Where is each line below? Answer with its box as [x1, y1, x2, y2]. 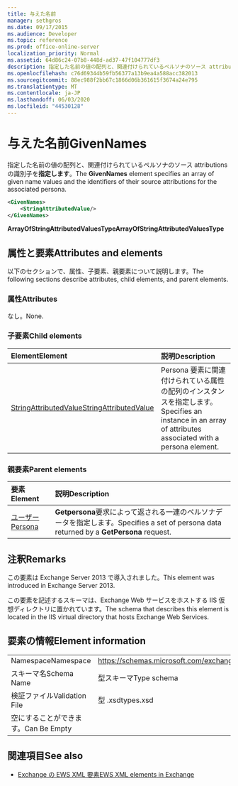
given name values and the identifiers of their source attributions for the [7, 177, 217, 185]
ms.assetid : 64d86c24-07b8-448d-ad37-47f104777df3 [7, 57, 160, 64]
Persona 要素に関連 [160, 365, 227, 375]
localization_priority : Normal [7, 50, 100, 58]
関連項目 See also [7, 750, 84, 762]
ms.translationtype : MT [7, 83, 78, 90]
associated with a [160, 432, 220, 442]
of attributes [160, 424, 202, 434]
